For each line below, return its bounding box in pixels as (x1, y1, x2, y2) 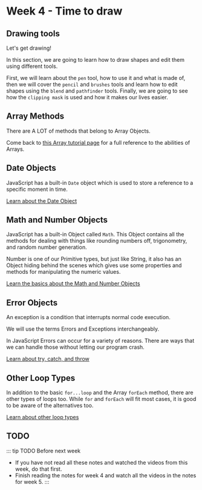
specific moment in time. (6, 185, 68, 193)
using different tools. (6, 62, 58, 70)
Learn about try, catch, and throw (6, 356, 90, 363)
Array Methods (6, 111, 65, 122)
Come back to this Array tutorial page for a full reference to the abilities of (6, 139, 191, 146)
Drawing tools (6, 28, 60, 39)
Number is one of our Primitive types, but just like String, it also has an (6, 256, 181, 263)
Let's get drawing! (6, 44, 51, 51)
